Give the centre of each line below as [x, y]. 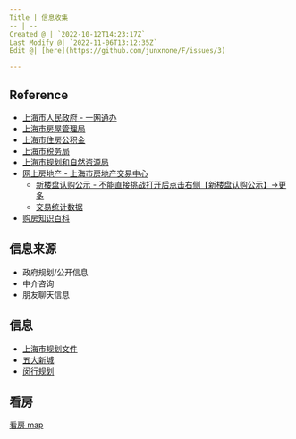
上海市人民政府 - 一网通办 [70, 117]
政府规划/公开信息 [55, 272]
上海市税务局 [46, 151]
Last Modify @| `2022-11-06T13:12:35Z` [84, 42]
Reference [39, 95]
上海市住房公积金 [54, 139]
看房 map [26, 425]
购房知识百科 [46, 218]
